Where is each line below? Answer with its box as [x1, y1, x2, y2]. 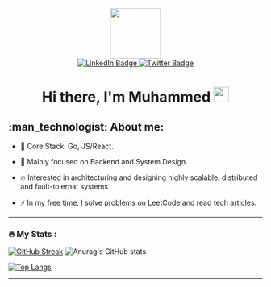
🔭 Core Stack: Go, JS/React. [19, 141, 115, 151]
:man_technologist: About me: [8, 120, 165, 134]
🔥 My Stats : [8, 228, 57, 239]
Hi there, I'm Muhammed [41, 88, 211, 106]
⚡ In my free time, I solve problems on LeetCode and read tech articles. [19, 198, 257, 207]
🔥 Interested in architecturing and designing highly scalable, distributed [19, 173, 258, 182]
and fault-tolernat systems [19, 181, 109, 191]
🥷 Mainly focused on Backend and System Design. [19, 157, 188, 166]
